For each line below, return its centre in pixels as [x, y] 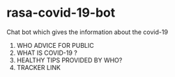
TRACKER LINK [38, 67]
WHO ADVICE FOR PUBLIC [55, 45]
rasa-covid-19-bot [61, 13]
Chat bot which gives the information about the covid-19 [87, 32]
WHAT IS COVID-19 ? [47, 53]
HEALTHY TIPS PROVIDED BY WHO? [69, 60]
